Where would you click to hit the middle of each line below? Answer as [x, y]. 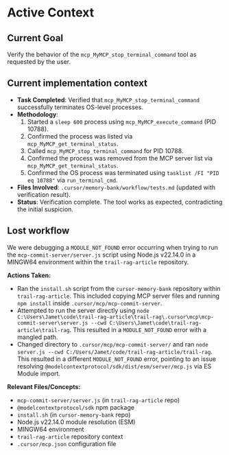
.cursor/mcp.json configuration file [67, 443]
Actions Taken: [29, 275]
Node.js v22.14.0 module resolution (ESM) [76, 422]
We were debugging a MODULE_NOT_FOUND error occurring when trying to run [112, 247]
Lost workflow [38, 231]
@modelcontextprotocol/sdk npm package [76, 407]
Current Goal [35, 38]
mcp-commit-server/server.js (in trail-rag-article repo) [98, 400]
